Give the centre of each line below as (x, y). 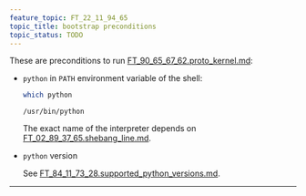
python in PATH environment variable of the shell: (112, 78)
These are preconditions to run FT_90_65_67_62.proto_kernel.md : (131, 61)
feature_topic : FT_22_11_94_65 (69, 18)
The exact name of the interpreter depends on (109, 129)
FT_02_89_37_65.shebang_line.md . (87, 139)
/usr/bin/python (53, 112)
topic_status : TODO (46, 35)
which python (47, 95)
